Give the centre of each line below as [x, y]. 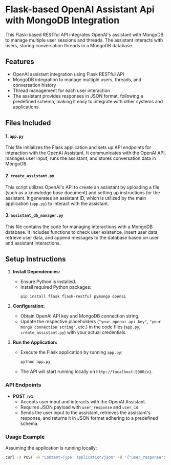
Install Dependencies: [36, 271]
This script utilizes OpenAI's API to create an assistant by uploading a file [82, 187]
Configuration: [29, 306]
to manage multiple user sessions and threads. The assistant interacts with [84, 40]
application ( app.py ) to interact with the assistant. [57, 203]
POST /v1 [23, 396]
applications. [26, 107]
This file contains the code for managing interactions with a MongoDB [79, 227]
